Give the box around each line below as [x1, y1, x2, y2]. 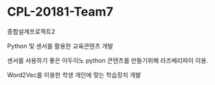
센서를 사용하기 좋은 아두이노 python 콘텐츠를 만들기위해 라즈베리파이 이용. [7, 56, 208, 65]
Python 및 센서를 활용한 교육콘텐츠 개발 [7, 41, 113, 50]
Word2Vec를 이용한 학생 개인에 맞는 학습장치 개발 [7, 71, 142, 79]
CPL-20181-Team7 [7, 4, 113, 20]
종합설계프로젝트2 [7, 27, 56, 35]
